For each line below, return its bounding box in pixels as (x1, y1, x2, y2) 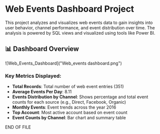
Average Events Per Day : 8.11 (12, 89, 72, 95)
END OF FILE (5, 124, 31, 130)
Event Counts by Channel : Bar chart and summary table (12, 115, 126, 121)
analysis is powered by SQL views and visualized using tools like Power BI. (5, 30, 156, 36)
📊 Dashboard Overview (5, 45, 79, 53)
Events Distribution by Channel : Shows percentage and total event (12, 94, 148, 100)
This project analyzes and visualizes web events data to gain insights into (5, 20, 153, 25)
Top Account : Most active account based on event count (12, 110, 128, 115)
